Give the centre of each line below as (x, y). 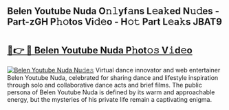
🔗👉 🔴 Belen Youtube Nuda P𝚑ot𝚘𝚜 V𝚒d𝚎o (100, 50)
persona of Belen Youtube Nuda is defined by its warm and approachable (111, 92)
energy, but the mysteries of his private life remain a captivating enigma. (109, 99)
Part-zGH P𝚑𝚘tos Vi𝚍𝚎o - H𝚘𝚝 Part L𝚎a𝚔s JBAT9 (115, 22)
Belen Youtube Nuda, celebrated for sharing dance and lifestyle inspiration (113, 78)
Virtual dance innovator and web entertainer (158, 70)
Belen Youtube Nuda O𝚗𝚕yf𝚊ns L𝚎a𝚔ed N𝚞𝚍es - (113, 11)
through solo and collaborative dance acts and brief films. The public (105, 85)
